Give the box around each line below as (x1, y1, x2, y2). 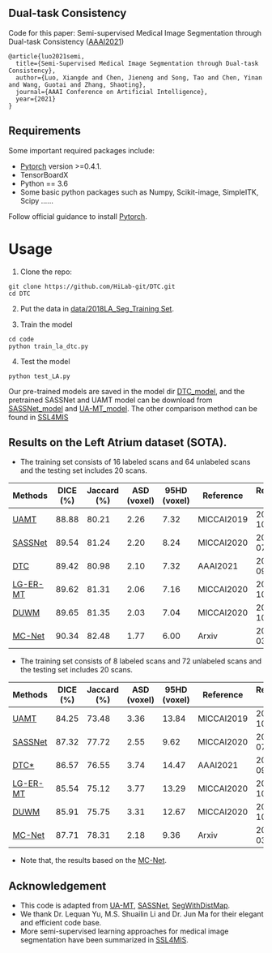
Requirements (8, 124, 81, 138)
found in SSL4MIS (8, 412, 69, 422)
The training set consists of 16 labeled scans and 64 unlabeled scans (19, 457, 251, 467)
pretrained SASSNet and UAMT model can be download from (8, 395, 213, 405)
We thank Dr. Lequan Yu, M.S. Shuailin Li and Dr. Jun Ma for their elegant (19, 909, 264, 919)
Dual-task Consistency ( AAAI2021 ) (8, 36, 125, 46)
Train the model (19, 320, 73, 329)
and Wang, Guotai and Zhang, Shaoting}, (8, 80, 147, 88)
